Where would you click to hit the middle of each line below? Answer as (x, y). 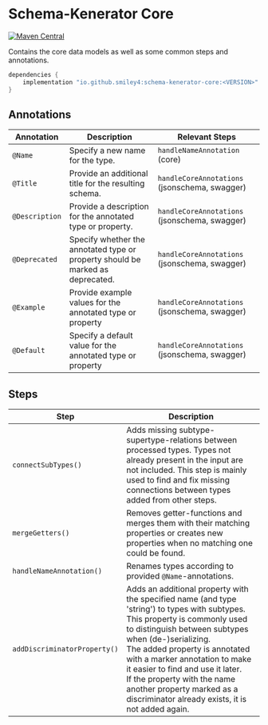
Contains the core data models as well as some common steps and (118, 51)
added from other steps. (171, 500)
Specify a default (101, 335)
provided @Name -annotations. (180, 576)
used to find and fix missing (178, 480)
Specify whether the (107, 239)
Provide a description (109, 206)
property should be (105, 259)
